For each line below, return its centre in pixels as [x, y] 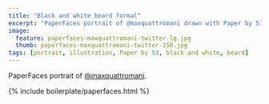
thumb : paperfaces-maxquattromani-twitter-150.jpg [102, 46]
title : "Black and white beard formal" [75, 16]
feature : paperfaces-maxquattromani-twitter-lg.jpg [104, 38]
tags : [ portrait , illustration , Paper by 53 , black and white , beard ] [128, 53]
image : [19, 30]
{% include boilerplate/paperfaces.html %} [79, 91]
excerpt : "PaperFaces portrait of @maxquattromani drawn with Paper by [130, 23]
